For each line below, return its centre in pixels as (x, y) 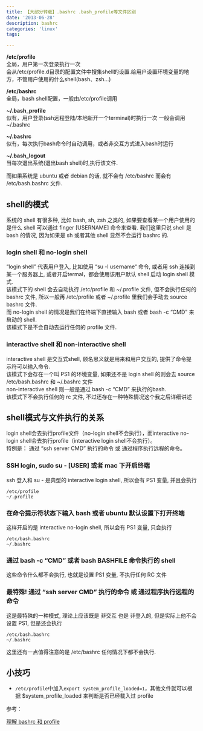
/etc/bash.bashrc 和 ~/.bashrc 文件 (50, 382)
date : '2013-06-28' (31, 18)
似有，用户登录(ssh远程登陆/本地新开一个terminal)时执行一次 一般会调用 (96, 118)
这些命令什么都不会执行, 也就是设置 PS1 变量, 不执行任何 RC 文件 (87, 575)
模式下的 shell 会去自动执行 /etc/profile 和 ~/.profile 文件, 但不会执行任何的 (104, 289)
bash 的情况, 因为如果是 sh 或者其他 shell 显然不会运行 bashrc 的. (88, 235)
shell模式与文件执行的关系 (55, 418)
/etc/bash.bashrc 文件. (34, 184)
